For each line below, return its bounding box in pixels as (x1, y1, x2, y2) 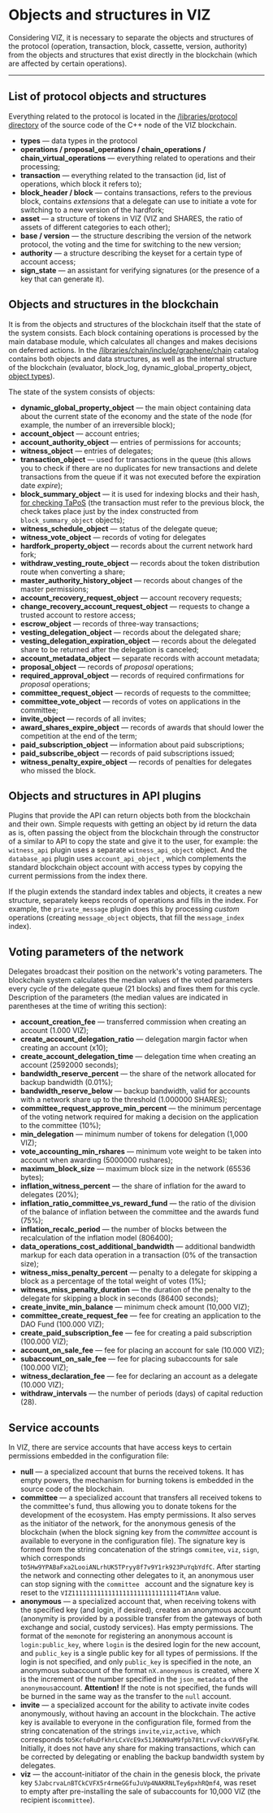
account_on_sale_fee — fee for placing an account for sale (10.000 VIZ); (19, 1345, 265, 1355)
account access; (19, 256, 76, 266)
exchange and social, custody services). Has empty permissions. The (19, 1623, 253, 1632)
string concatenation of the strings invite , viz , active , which (19, 1726, 221, 1736)
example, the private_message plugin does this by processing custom (8, 904, 240, 914)
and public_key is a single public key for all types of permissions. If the (19, 1649, 258, 1658)
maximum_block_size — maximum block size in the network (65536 (19, 1164, 251, 1174)
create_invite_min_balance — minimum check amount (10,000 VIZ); (19, 1302, 250, 1312)
